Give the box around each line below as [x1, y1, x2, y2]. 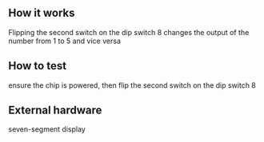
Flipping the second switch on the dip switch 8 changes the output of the [8, 27, 250, 37]
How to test [8, 59, 66, 73]
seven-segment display [8, 124, 86, 134]
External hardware [8, 104, 102, 117]
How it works [8, 6, 75, 20]
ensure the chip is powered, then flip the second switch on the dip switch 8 [8, 80, 256, 90]
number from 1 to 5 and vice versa [8, 36, 122, 45]
